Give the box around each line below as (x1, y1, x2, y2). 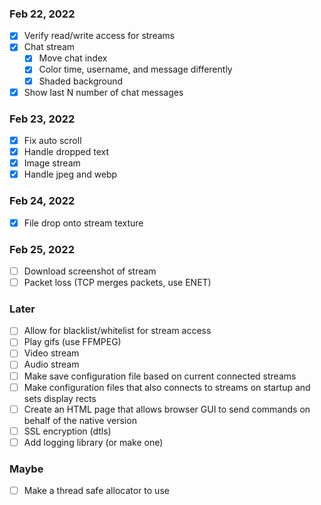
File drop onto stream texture (23, 217, 144, 229)
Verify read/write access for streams (23, 30, 176, 42)
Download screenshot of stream (23, 265, 157, 277)
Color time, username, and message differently (38, 63, 233, 76)
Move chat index (38, 52, 108, 64)
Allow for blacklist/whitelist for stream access (23, 325, 212, 337)
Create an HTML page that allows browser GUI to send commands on (23, 403, 311, 415)
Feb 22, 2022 (9, 7, 76, 21)
